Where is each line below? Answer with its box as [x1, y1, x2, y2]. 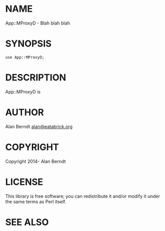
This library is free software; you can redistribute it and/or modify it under [5, 193, 160, 199]
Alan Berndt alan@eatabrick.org [5, 123, 73, 129]
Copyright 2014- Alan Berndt [5, 158, 66, 164]
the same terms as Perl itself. [5, 198, 66, 204]
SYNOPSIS [5, 38, 52, 50]
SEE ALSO [5, 216, 49, 228]
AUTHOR [5, 107, 44, 118]
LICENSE [5, 176, 43, 188]
